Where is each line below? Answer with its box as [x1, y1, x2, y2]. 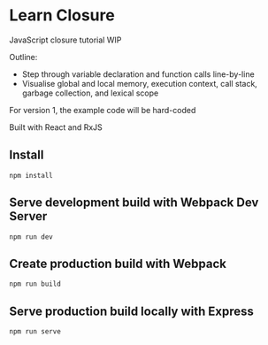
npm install [9, 171, 53, 180]
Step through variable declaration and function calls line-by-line [21, 68, 255, 80]
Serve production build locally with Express [9, 303, 254, 318]
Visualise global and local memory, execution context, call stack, [21, 78, 258, 88]
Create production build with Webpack [9, 256, 227, 271]
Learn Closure [9, 5, 115, 26]
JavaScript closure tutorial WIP [9, 34, 122, 45]
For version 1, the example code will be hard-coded [9, 104, 196, 115]
